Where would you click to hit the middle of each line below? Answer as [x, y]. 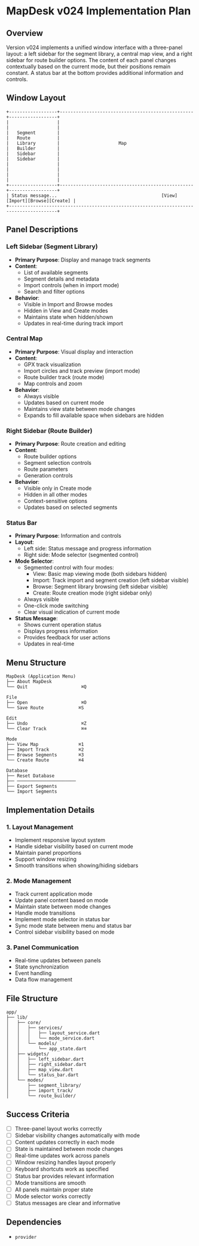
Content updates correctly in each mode [65, 1142]
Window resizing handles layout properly [65, 1162]
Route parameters [46, 469]
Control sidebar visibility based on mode [65, 932]
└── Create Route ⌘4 [45, 760]
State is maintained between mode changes [69, 1149]
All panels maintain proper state [54, 1189]
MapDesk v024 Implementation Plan [99, 11]
